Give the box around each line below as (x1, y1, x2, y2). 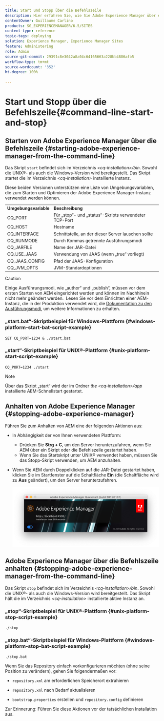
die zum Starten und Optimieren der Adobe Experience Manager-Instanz (5, 190, 151, 195)
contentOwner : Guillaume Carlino (5, 18, 73, 23)
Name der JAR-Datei (53, 245, 96, 250)
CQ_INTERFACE (7, 231, 39, 237)
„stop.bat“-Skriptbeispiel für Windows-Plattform (5, 637, 124, 643)
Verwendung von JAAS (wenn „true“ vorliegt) (53, 251, 145, 257)
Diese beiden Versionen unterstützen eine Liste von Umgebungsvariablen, (5, 185, 155, 190)
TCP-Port (53, 217, 73, 223)
